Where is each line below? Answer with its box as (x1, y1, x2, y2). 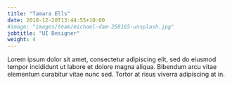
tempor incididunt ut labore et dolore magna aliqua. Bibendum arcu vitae (7, 63, 217, 71)
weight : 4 (7, 36, 37, 43)
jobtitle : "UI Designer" (7, 29, 80, 37)
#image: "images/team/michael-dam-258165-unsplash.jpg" (7, 23, 174, 30)
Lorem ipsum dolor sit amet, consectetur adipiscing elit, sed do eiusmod (7, 55, 217, 63)
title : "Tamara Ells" (7, 10, 71, 17)
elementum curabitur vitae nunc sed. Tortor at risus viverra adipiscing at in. (7, 70, 225, 79)
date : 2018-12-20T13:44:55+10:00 (7, 17, 105, 24)
